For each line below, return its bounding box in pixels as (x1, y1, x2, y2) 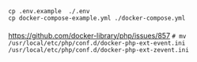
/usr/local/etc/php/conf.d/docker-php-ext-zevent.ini (8, 46, 190, 54)
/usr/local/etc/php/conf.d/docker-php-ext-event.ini (8, 39, 186, 47)
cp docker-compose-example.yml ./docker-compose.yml (8, 14, 186, 22)
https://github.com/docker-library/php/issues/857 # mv (8, 31, 187, 40)
